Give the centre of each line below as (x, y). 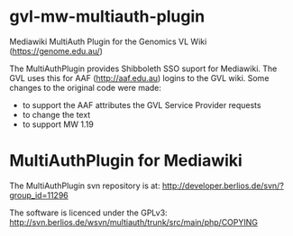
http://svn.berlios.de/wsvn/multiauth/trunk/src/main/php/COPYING (134, 222)
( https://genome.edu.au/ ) (56, 50)
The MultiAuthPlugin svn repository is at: (85, 186)
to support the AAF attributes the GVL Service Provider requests (142, 104)
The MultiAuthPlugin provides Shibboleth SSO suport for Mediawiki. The (143, 68)
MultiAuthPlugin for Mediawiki (126, 161)
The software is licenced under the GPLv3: (89, 213)
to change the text (56, 114)
